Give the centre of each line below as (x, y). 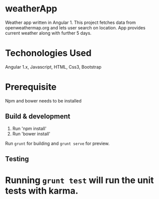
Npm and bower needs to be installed (43, 100)
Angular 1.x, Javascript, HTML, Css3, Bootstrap (53, 67)
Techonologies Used (48, 53)
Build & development (38, 117)
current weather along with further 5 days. (48, 33)
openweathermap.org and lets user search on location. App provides (75, 27)
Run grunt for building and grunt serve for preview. (57, 143)
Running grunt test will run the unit (79, 180)
